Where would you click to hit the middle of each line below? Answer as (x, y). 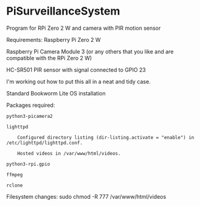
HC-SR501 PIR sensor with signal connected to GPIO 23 (76, 70)
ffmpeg (15, 174)
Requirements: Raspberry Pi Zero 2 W (54, 39)
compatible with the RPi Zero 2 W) (49, 58)
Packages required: (31, 105)
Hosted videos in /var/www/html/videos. (69, 153)
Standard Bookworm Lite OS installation (56, 93)
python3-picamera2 (29, 116)
